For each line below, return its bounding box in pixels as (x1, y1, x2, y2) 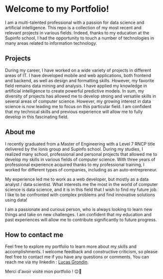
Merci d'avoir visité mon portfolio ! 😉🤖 (5, 269, 82, 275)
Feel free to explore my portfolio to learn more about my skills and (5, 243, 137, 249)
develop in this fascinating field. (5, 113, 69, 120)
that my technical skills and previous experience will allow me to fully (5, 109, 143, 114)
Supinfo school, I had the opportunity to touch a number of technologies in (5, 35, 154, 41)
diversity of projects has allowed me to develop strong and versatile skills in (5, 93, 156, 99)
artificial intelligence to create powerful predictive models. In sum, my (5, 88, 145, 93)
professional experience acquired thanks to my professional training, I (5, 162, 145, 167)
